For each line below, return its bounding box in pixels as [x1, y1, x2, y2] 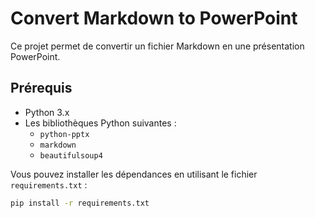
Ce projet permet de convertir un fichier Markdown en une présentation [10, 40, 305, 52]
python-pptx [39, 129, 90, 139]
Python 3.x [24, 106, 70, 118]
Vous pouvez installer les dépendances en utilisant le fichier [10, 168, 258, 180]
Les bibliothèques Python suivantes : [24, 117, 177, 129]
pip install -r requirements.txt [10, 198, 150, 208]
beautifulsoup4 [39, 150, 103, 161]
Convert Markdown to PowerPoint [10, 7, 298, 30]
